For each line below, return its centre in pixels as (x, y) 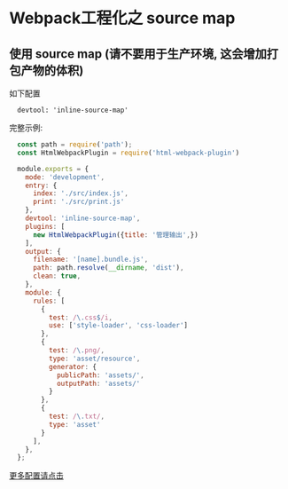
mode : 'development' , (65, 177)
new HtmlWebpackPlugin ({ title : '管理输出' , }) (116, 235)
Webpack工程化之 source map (122, 18)
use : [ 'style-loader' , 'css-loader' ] (118, 326)
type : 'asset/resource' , (94, 359)
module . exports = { (53, 169)
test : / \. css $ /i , (81, 317)
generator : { (73, 367)
